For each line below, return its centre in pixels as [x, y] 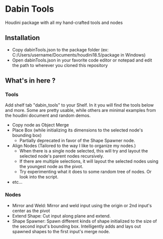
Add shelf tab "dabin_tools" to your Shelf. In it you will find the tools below [79, 105]
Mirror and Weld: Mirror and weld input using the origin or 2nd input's [82, 205]
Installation [22, 38]
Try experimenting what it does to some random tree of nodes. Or [85, 172]
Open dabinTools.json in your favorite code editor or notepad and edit [82, 60]
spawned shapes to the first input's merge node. [61, 231]
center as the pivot [31, 211]
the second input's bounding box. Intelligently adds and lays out [76, 226]
